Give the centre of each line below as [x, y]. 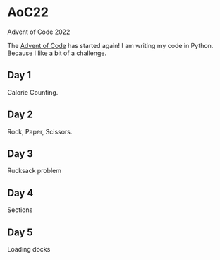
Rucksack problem [35, 171]
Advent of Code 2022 [39, 32]
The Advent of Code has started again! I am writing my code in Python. [110, 45]
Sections [20, 210]
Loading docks [29, 249]
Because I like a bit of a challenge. [57, 53]
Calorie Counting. [33, 92]
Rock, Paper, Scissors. [40, 131]
